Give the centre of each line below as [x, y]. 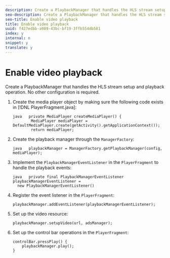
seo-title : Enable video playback [42, 19]
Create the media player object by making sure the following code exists [88, 102]
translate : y [19, 48]
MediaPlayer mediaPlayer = [59, 121]
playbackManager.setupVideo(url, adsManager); [62, 223]
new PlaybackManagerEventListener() [56, 186]
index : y [14, 33]
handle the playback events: [42, 167]
